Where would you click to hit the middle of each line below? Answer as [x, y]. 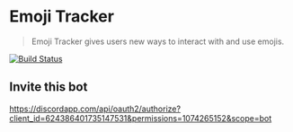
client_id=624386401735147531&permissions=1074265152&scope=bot [141, 118]
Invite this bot [49, 87]
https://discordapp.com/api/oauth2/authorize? [95, 109]
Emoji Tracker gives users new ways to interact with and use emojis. [158, 41]
